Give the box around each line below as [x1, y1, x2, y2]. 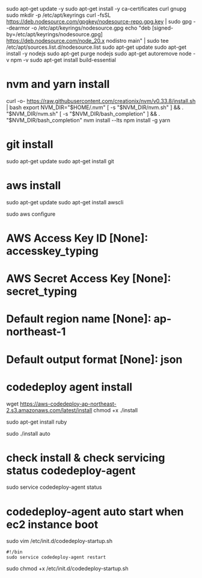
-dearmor [6, 24, 30, 31]
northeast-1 [6, 325, 66, 339]
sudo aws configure [6, 210, 56, 218]
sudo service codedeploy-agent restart [6, 554, 106, 561]
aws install [6, 179, 61, 192]
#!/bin [6, 549, 23, 555]
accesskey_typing [6, 244, 99, 258]
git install [6, 138, 54, 151]
